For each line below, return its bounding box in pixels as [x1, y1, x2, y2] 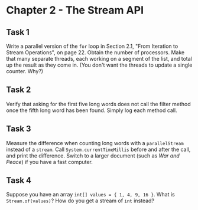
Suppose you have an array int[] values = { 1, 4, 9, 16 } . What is [6, 191, 176, 198]
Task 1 [6, 27, 30, 37]
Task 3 [6, 124, 31, 134]
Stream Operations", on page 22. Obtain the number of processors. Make [6, 49, 185, 56]
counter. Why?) [6, 68, 43, 74]
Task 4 [6, 175, 31, 186]
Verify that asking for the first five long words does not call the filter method [6, 100, 191, 107]
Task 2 [6, 85, 31, 95]
